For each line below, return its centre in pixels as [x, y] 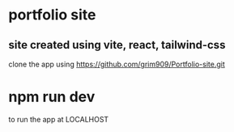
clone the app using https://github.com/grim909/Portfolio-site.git [117, 64]
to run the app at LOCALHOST [59, 119]
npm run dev [52, 97]
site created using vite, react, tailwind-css [117, 45]
